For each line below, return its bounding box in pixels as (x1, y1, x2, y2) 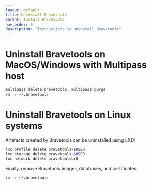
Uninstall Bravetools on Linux (5, 109, 131, 121)
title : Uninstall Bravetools (5, 12, 67, 17)
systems (5, 120, 43, 131)
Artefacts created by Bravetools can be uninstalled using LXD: (5, 136, 136, 143)
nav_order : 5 (5, 21, 33, 27)
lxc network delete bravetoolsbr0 (5, 156, 79, 161)
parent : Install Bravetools (5, 17, 65, 22)
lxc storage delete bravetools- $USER (5, 151, 85, 156)
